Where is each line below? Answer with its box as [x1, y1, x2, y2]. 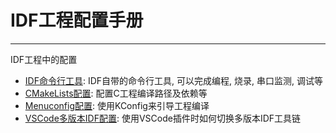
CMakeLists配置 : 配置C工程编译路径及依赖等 [24, 87, 208, 99]
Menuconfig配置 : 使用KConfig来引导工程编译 [24, 99, 210, 111]
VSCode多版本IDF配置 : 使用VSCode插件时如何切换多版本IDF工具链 [24, 112, 302, 124]
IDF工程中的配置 [10, 53, 78, 65]
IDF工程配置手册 [10, 9, 144, 32]
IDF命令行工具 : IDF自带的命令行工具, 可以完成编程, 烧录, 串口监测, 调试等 [24, 74, 323, 86]
